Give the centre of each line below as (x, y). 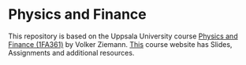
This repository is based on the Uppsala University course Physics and (123, 36)
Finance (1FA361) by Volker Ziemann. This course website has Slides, (120, 44)
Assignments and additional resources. (71, 52)
